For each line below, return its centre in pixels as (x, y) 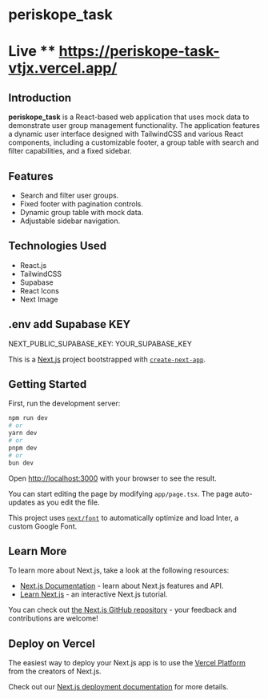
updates (22, 502)
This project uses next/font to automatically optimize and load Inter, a (124, 517)
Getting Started (48, 384)
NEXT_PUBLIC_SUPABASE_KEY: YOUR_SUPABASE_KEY (100, 344)
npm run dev (28, 418)
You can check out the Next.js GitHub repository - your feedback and (123, 610)
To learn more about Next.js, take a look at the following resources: (119, 570)
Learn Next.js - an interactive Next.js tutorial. (94, 594)
